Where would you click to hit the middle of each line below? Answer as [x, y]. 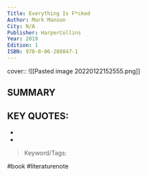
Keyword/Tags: [45, 153]
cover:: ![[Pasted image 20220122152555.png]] [74, 71]
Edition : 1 [23, 45]
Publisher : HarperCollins [44, 33]
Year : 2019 [23, 39]
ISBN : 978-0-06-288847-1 [43, 52]
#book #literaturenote [38, 166]
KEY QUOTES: [38, 116]
